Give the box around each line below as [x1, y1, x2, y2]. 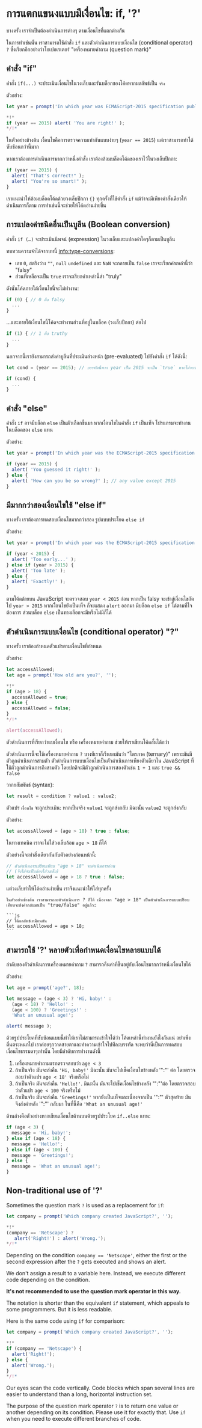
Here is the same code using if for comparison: [6, 1317, 125, 1325]
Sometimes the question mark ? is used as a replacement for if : [6, 1201, 165, 1209]
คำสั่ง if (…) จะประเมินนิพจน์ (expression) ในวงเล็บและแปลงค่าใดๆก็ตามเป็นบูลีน [6, 235, 176, 242]
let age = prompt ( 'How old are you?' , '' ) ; [6, 672, 117, 678]
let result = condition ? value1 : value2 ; [6, 793, 117, 799]
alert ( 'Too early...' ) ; [11, 556, 77, 562]
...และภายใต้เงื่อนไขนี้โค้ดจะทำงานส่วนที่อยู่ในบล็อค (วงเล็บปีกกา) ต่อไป [6, 319, 147, 326]
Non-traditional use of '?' [6, 1186, 103, 1196]
